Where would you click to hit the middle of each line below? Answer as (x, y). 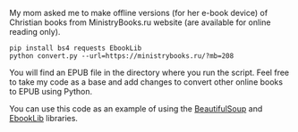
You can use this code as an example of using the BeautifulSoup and (136, 109)
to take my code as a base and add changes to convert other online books (146, 82)
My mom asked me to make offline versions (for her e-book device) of (139, 13)
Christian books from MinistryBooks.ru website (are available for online (140, 22)
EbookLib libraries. (44, 118)
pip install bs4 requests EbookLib (76, 48)
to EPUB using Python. (51, 91)
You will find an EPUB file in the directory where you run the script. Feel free (149, 72)
